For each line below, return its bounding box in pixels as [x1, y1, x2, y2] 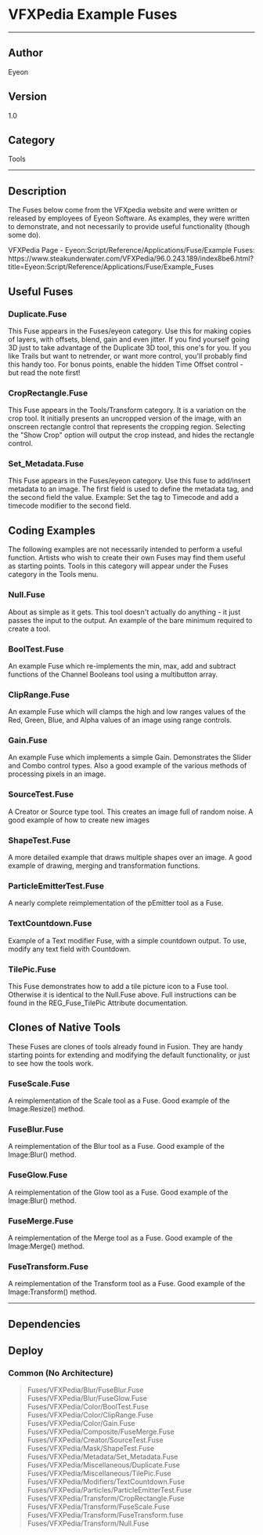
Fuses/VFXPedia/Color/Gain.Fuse [27, 1419, 135, 1428]
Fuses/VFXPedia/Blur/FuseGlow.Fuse [27, 1394, 147, 1403]
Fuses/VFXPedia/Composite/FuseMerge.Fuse [27, 1427, 175, 1437]
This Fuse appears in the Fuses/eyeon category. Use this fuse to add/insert [8, 476, 251, 486]
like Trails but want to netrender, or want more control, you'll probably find [8, 351, 248, 360]
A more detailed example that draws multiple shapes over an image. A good [8, 853, 253, 862]
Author [8, 46, 43, 60]
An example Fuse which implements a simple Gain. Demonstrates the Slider [8, 753, 252, 762]
